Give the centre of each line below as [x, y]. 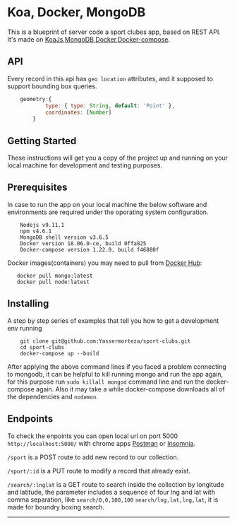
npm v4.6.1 [36, 231]
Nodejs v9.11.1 [42, 225]
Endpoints [30, 419]
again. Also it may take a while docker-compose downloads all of [130, 389]
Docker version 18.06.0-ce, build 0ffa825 [83, 243]
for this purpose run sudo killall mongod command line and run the [106, 382]
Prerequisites [37, 188]
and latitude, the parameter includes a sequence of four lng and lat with [111, 492]
